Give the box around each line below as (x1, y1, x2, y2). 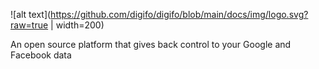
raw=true (10, 19, 49, 31)
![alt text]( (10, 9, 52, 20)
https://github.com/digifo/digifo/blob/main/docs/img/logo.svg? (50, 9, 309, 20)
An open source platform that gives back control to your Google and (10, 39, 292, 50)
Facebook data (10, 49, 72, 61)
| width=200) (50, 19, 105, 31)
